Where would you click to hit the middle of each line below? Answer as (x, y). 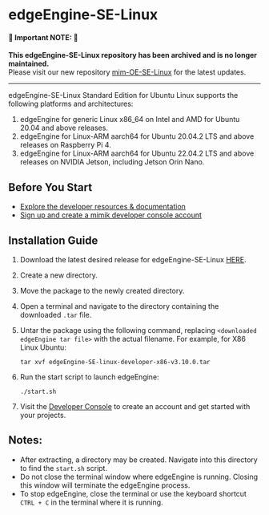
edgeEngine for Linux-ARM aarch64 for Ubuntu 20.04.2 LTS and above (137, 136)
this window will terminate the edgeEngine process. (105, 485)
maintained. (29, 64)
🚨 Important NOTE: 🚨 (43, 37)
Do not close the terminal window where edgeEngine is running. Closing (139, 476)
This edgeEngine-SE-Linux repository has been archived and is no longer (133, 55)
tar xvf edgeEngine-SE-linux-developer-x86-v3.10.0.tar (115, 363)
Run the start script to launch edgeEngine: (89, 377)
